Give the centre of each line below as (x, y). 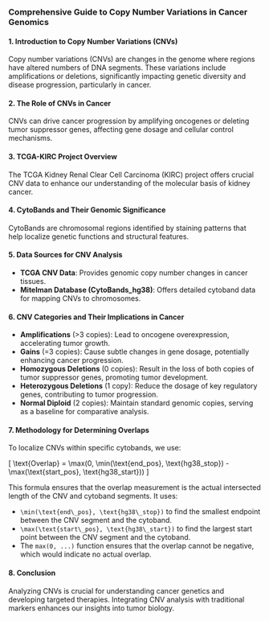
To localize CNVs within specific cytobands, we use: (95, 448)
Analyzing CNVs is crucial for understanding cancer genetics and (116, 590)
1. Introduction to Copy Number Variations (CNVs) (93, 41)
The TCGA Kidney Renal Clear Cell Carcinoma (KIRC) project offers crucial (131, 175)
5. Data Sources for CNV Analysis (65, 255)
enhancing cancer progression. (72, 360)
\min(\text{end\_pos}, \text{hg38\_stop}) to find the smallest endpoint (140, 512)
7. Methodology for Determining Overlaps (79, 430)
